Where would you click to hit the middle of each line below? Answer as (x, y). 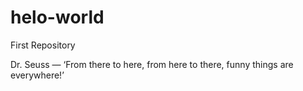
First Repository (43, 45)
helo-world (57, 17)
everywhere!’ (37, 75)
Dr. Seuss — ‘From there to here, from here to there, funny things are (152, 64)
